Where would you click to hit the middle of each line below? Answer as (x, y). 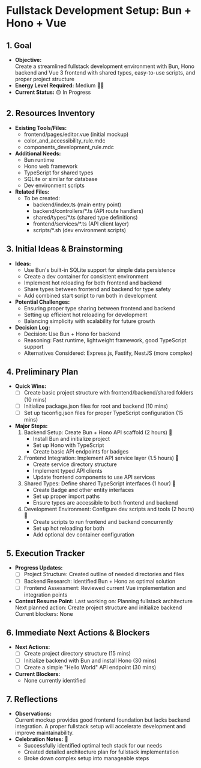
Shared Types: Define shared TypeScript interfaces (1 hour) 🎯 (100, 483)
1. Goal (19, 45)
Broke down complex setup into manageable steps (86, 758)
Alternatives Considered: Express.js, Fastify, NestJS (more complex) (108, 353)
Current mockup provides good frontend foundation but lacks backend (102, 720)
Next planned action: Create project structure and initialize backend (98, 607)
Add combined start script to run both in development (90, 295)
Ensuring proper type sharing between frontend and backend (100, 308)
